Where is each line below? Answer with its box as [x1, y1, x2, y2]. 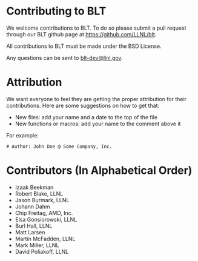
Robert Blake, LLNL [15, 190, 64, 197]
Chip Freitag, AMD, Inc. [15, 209, 73, 216]
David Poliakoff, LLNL [15, 248, 69, 255]
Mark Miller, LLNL [15, 241, 59, 249]
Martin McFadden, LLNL [15, 235, 76, 242]
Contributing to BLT [6, 4, 107, 18]
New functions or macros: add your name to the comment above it [15, 120, 181, 127]
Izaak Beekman [15, 183, 54, 191]
